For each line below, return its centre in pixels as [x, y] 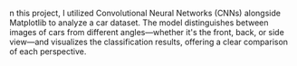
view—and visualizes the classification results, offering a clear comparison [148, 42]
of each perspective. [48, 52]
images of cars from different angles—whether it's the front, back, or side [147, 32]
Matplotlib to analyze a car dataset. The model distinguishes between [139, 23]
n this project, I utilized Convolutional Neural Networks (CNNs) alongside [145, 13]
